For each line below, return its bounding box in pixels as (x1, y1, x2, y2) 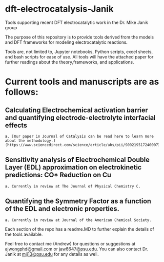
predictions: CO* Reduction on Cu (5, 171, 111, 179)
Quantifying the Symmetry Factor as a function (5, 197, 151, 206)
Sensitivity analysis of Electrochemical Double (5, 156, 150, 164)
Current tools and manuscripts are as (5, 76, 159, 87)
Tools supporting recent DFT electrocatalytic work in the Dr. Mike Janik (5, 19, 148, 25)
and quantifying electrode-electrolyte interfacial (5, 113, 156, 122)
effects (5, 121, 28, 130)
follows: (5, 87, 39, 98)
